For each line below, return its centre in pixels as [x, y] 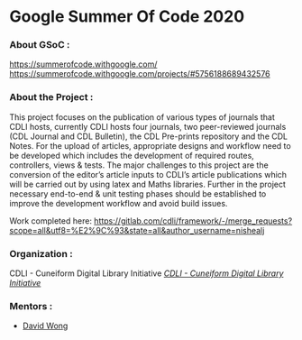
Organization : [41, 253]
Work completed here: [51, 221]
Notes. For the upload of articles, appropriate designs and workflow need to [150, 145]
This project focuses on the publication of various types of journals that [142, 117]
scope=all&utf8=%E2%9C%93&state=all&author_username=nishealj [137, 230]
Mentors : [31, 306]
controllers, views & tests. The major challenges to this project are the [139, 165]
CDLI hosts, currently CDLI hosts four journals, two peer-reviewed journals [148, 126]
